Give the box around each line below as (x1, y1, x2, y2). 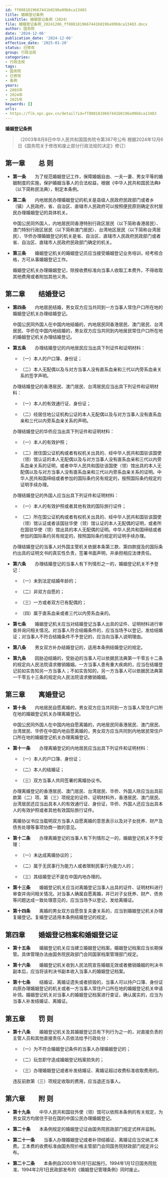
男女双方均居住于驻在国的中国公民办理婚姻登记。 (12, 1115, 115, 1121)
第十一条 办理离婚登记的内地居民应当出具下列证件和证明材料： (12, 745, 150, 751)
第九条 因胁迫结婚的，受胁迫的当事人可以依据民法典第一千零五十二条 (12, 655, 163, 661)
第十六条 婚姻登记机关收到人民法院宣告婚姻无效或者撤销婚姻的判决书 (12, 962, 163, 968)
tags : (5, 64, 17, 69)
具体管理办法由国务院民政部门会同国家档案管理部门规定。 (21, 951, 141, 958)
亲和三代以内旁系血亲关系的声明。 (20, 417, 91, 424)
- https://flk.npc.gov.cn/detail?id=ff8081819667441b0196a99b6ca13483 (5, 111, 157, 117)
